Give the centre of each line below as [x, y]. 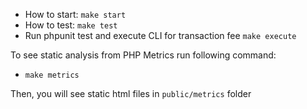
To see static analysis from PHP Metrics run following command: [143, 55]
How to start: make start [75, 14]
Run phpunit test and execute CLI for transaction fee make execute [160, 35]
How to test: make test [71, 25]
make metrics [52, 75]
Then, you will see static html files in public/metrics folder [131, 93]
